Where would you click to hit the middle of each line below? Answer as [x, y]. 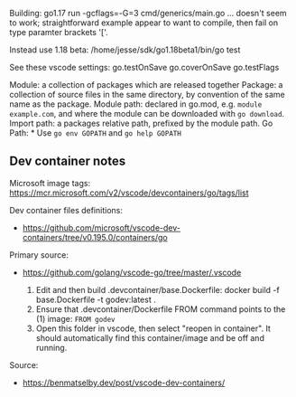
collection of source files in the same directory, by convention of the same [148, 95]
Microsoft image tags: [50, 183]
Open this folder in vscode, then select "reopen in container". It [153, 328]
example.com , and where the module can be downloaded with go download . [147, 113]
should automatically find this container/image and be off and [150, 337]
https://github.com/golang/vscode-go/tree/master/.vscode [132, 272]
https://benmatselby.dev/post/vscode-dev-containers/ [124, 383]
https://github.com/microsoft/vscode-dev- [101, 227]
